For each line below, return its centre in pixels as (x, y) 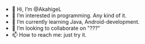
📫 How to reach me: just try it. (49, 35)
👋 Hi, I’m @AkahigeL (37, 9)
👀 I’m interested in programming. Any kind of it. (69, 15)
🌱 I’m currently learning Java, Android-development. (76, 22)
